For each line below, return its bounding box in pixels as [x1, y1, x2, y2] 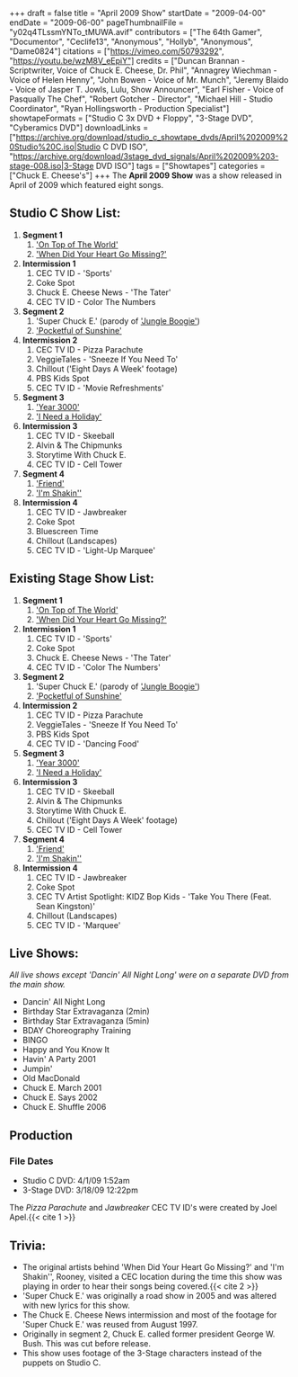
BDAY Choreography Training [22, 1025, 132, 1036]
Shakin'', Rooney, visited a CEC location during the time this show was [22, 1271, 283, 1282]
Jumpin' [22, 1063, 53, 1074]
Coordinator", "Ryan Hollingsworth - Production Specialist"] [9, 103, 230, 113]
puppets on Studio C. [22, 1357, 101, 1368]
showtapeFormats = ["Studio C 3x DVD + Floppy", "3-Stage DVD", [9, 112, 254, 123]
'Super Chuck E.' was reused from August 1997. [22, 1319, 198, 1329]
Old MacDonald [22, 1073, 81, 1084]
